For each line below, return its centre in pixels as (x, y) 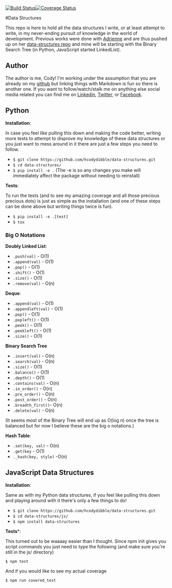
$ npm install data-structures (46, 522)
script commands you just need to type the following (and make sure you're (85, 546)
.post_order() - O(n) (35, 399)
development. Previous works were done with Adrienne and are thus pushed (86, 39)
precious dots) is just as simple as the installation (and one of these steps (83, 201)
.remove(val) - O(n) (34, 283)
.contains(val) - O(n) (36, 383)
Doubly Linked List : (26, 246)
